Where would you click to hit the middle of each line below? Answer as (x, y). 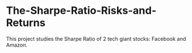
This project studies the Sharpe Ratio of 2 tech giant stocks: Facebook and (96, 39)
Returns (26, 23)
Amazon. (17, 45)
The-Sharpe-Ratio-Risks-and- (81, 11)
